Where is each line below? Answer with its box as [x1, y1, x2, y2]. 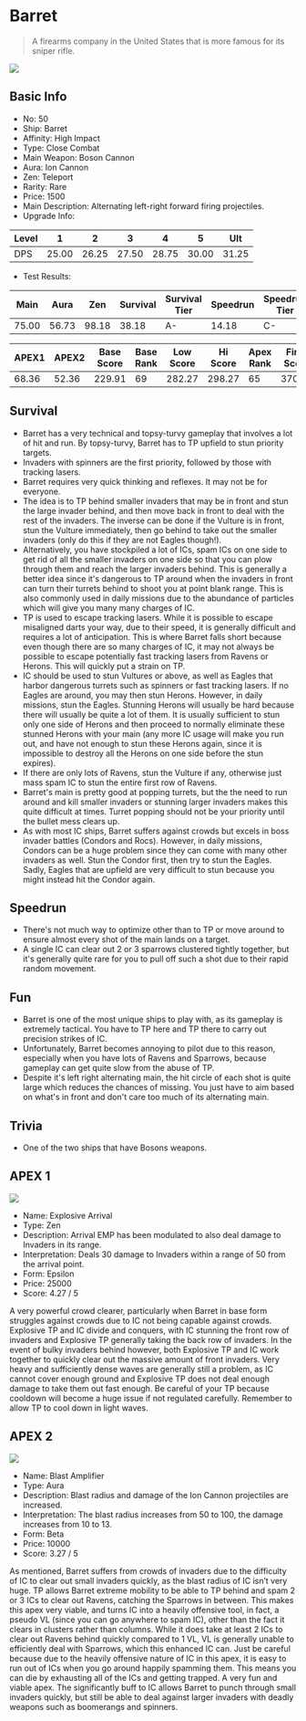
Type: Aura [22, 1480, 65, 1491]
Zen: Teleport [22, 171, 74, 183]
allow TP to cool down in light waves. [9, 1402, 148, 1413]
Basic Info [9, 89, 67, 105]
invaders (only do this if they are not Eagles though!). [22, 534, 222, 545]
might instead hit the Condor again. [22, 874, 156, 885]
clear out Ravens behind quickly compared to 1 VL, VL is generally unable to [9, 1633, 294, 1644]
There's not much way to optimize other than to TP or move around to [22, 924, 285, 936]
